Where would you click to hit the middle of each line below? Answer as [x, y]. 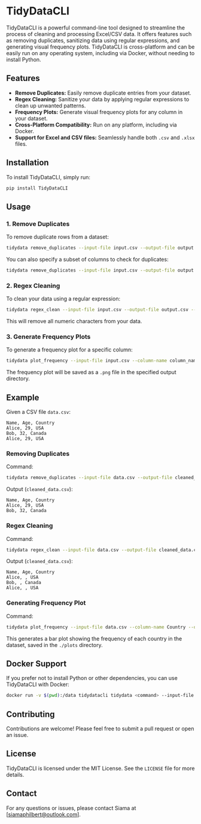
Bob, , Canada [24, 583]
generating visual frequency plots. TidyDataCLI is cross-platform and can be [100, 47]
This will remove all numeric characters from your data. [74, 321]
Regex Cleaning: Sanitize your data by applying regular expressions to [102, 99]
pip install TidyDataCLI [37, 188]
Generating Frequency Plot [46, 603]
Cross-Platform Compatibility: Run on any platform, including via [96, 125]
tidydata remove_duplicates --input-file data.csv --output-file [89, 478]
